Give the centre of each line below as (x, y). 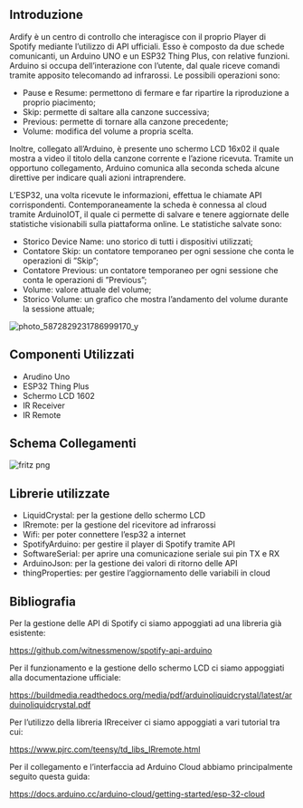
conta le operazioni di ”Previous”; (85, 280)
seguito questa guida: (50, 776)
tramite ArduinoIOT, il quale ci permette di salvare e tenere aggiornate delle (149, 214)
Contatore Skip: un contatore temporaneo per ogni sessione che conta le (158, 251)
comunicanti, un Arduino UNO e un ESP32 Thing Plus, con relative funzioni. (150, 56)
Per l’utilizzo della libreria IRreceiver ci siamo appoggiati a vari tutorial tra (145, 722)
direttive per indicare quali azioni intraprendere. (98, 177)
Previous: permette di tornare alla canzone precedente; (125, 121)
